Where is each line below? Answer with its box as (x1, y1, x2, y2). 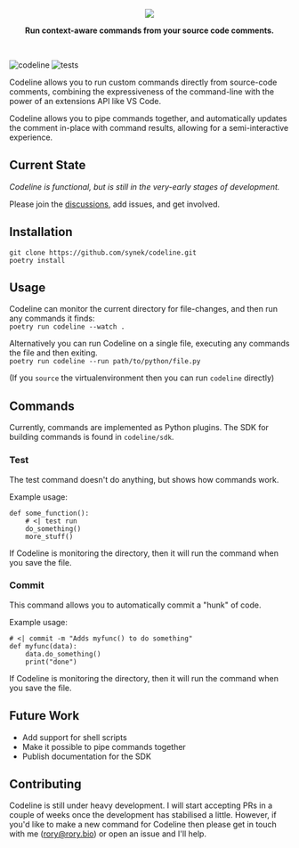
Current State (9, 158, 86, 173)
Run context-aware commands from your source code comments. (25, 25, 274, 36)
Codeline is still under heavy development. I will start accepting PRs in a (9, 800, 273, 811)
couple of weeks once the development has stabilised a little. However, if (9, 810, 278, 820)
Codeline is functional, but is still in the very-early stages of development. (9, 181, 280, 192)
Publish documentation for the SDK (21, 751, 151, 762)
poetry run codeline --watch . (9, 322, 125, 331)
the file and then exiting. (9, 347, 98, 358)
